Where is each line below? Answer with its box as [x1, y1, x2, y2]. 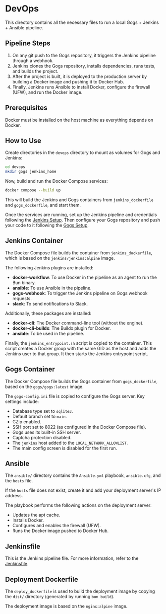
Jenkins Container [5, 236, 63, 245]
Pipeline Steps [5, 39, 51, 48]
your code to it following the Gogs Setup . [5, 222, 89, 228]
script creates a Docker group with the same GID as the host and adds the [5, 345, 157, 351]
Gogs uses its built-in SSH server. [12, 429, 81, 435]
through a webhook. [12, 58, 54, 64]
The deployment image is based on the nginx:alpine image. [5, 603, 128, 609]
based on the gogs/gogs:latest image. [5, 384, 84, 389]
